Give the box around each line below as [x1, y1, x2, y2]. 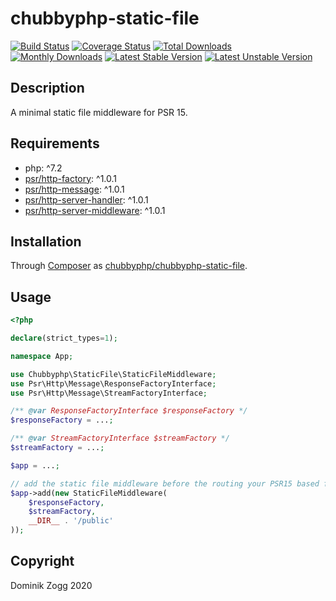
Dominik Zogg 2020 [10, 579, 93, 591]
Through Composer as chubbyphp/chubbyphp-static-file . [10, 260, 248, 272]
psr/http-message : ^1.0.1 [24, 183, 125, 195]
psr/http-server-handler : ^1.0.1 [24, 193, 149, 206]
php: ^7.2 [24, 162, 63, 174]
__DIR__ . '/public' [28, 516, 114, 526]
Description [10, 80, 85, 97]
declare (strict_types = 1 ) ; [10, 333, 118, 344]
